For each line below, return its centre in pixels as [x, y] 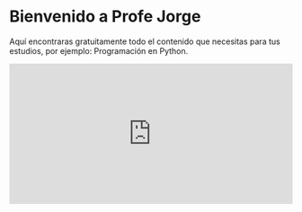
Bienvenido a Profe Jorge [105, 17]
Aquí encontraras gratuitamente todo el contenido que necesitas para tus [145, 41]
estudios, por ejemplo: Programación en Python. [99, 50]
